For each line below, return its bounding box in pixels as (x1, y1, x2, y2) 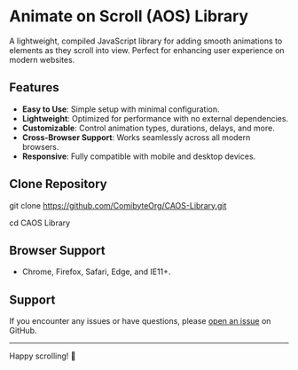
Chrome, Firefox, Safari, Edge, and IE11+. (21, 266, 171, 277)
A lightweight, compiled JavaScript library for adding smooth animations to (9, 35, 283, 46)
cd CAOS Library (9, 217, 71, 228)
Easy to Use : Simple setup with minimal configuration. (21, 104, 220, 114)
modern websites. (9, 54, 75, 65)
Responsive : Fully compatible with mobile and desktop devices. (21, 151, 256, 161)
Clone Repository (9, 177, 108, 192)
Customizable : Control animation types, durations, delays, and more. (21, 122, 275, 133)
